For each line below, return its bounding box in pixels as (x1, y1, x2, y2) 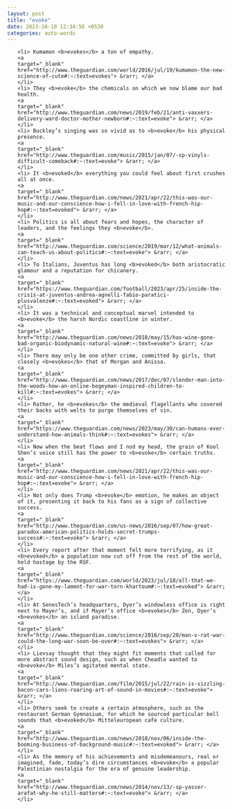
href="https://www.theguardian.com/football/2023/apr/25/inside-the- (17, 285, 223, 292)
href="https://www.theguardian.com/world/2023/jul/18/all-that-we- (17, 577, 216, 584)
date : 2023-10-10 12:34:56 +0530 (7, 23, 104, 30)
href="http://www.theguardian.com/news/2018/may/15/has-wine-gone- (17, 334, 216, 341)
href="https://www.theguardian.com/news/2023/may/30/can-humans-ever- (17, 425, 226, 433)
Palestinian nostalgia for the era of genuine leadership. (17, 765, 192, 773)
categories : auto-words (7, 29, 76, 37)
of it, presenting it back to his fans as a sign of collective (17, 498, 207, 506)
